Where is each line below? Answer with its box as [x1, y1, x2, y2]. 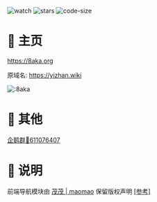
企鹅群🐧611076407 [7, 136, 60, 144]
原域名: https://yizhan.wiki [7, 70, 82, 79]
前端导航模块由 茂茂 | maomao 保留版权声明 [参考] [7, 187, 151, 195]
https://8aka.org [7, 56, 53, 65]
